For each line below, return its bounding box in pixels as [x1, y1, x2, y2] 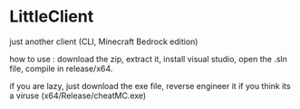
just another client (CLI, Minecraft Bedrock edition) [9, 36, 198, 47]
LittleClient [9, 6, 94, 27]
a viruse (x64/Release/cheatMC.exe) [9, 90, 147, 101]
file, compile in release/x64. [9, 63, 113, 74]
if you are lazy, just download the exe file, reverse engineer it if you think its [9, 80, 292, 91]
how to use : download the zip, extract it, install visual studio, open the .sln [9, 53, 287, 64]
